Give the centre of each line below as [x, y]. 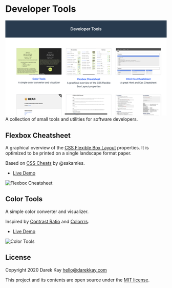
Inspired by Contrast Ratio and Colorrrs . [47, 221]
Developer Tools [41, 9]
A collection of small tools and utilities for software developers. [72, 119]
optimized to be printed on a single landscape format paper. [68, 153]
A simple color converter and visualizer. [47, 212]
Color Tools [24, 199]
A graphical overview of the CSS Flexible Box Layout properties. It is [77, 148]
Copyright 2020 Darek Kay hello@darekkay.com [56, 270]
